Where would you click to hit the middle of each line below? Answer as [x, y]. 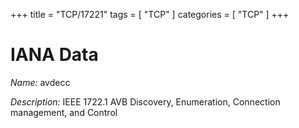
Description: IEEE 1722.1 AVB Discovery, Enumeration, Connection [145, 101]
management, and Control [64, 112]
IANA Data [54, 55]
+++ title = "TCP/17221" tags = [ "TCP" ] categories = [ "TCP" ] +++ [150, 14]
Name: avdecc [40, 82]
